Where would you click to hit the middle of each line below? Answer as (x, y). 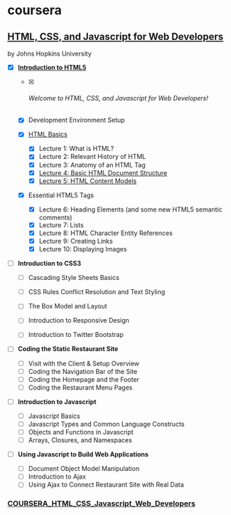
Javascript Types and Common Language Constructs (106, 424)
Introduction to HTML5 (52, 67)
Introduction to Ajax (57, 477)
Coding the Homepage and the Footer (84, 379)
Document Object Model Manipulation (84, 469)
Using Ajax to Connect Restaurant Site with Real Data (106, 485)
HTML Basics (48, 135)
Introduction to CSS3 (49, 264)
